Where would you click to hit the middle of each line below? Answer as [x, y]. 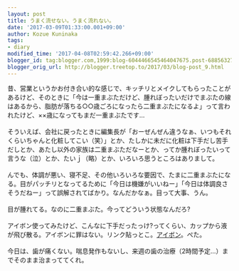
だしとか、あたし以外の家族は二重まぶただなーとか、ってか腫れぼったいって [119, 149]
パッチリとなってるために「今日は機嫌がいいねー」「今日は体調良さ [130, 183]
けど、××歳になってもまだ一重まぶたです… [82, 115]
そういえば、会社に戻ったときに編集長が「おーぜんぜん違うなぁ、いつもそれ [119, 131]
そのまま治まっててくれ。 [51, 260]
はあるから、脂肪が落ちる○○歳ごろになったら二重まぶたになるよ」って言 [116, 106]
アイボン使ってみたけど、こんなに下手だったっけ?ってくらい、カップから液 [117, 225]
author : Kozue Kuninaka [43, 34]
